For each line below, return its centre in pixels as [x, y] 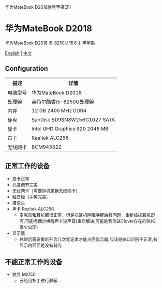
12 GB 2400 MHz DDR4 [59, 111]
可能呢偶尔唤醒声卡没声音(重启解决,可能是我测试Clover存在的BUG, [91, 221]
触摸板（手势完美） [31, 197]
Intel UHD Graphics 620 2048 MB [70, 128]
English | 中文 [19, 53]
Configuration [27, 69]
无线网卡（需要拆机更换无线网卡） [46, 191]
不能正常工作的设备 [34, 262]
